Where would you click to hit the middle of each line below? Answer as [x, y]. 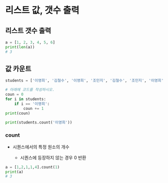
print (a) [14, 172]
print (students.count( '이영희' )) [39, 122]
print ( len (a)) [20, 47]
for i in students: [26, 99]
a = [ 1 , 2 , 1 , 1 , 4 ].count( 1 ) [32, 167]
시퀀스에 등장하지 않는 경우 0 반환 [53, 157]
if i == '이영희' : [32, 104]
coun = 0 [14, 95]
